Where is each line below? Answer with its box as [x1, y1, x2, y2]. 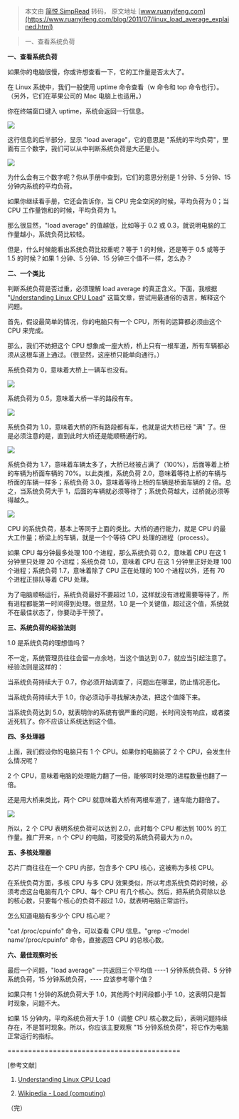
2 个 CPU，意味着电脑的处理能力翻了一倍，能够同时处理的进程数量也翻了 [7, 771, 221, 780]
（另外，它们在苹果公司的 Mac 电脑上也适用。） [7, 92, 146, 100]
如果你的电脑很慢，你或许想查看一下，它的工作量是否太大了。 [7, 68, 188, 76]
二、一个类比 [7, 269, 45, 278]
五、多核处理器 [7, 849, 51, 856]
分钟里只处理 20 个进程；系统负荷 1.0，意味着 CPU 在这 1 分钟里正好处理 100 [7, 557, 232, 566]
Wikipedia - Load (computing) [17, 1089, 106, 1098]
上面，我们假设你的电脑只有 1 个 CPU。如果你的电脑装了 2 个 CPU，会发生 [7, 747, 225, 756]
